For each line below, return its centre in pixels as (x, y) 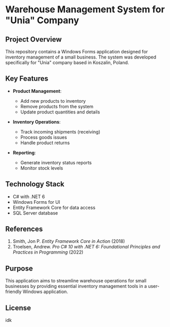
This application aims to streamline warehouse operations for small (76, 281)
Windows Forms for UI (36, 202)
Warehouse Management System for (85, 9)
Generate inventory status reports (56, 162)
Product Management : (37, 91)
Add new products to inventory (53, 101)
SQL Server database (35, 213)
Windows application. (45, 292)
